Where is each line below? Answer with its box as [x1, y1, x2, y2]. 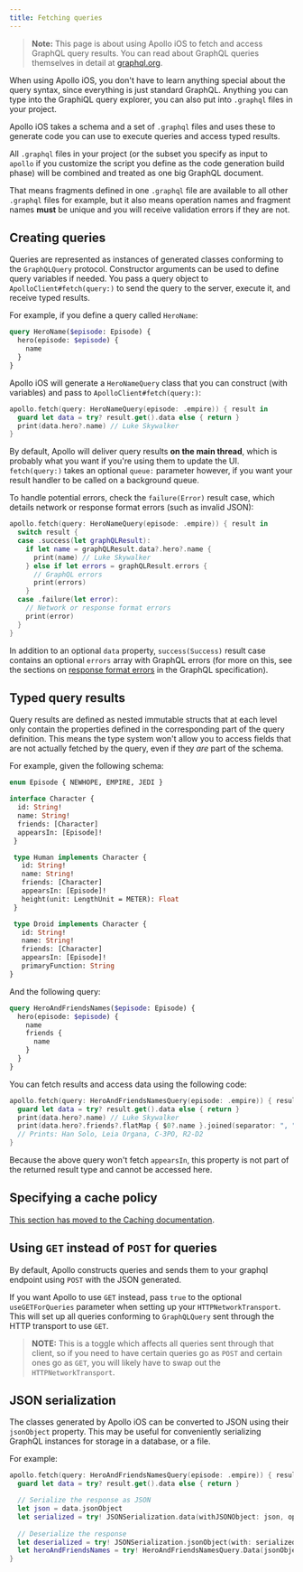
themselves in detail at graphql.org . [31, 57, 163, 68]
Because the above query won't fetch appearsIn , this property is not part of [9, 1155, 289, 1165]
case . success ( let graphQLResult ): [17, 537, 151, 546]
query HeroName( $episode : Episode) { [9, 327, 151, 337]
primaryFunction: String [21, 961, 115, 970]
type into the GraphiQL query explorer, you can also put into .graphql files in [9, 94, 293, 105]
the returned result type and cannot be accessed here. [9, 1165, 213, 1174]
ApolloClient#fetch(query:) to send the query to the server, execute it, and [9, 283, 291, 294]
